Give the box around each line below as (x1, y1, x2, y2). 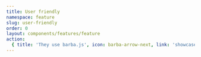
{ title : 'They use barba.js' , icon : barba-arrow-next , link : (11, 42, 170, 48)
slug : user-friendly (6, 20, 58, 26)
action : (6, 36, 26, 42)
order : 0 (6, 25, 28, 31)
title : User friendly (6, 8, 60, 15)
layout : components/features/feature (6, 31, 100, 37)
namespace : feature (6, 14, 55, 20)
